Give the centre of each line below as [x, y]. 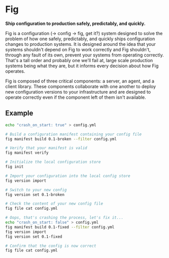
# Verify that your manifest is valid [46, 148]
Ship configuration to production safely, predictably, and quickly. [75, 23]
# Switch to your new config [36, 190]
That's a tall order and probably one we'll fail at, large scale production [79, 60]
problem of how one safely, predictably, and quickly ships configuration [80, 39]
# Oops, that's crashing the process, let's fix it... [64, 218]
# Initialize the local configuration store [53, 162]
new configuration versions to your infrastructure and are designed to [78, 92]
